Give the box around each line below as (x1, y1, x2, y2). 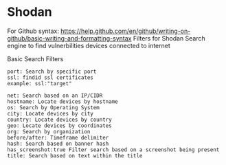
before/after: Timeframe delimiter (7, 134, 109, 141)
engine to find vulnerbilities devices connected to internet (7, 41, 170, 49)
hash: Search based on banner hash (7, 140, 109, 147)
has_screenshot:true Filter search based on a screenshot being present (7, 146, 220, 153)
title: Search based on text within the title (7, 152, 143, 159)
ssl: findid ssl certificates (7, 74, 94, 81)
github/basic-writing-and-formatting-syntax (7, 34, 132, 42)
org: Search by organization (7, 128, 91, 135)
